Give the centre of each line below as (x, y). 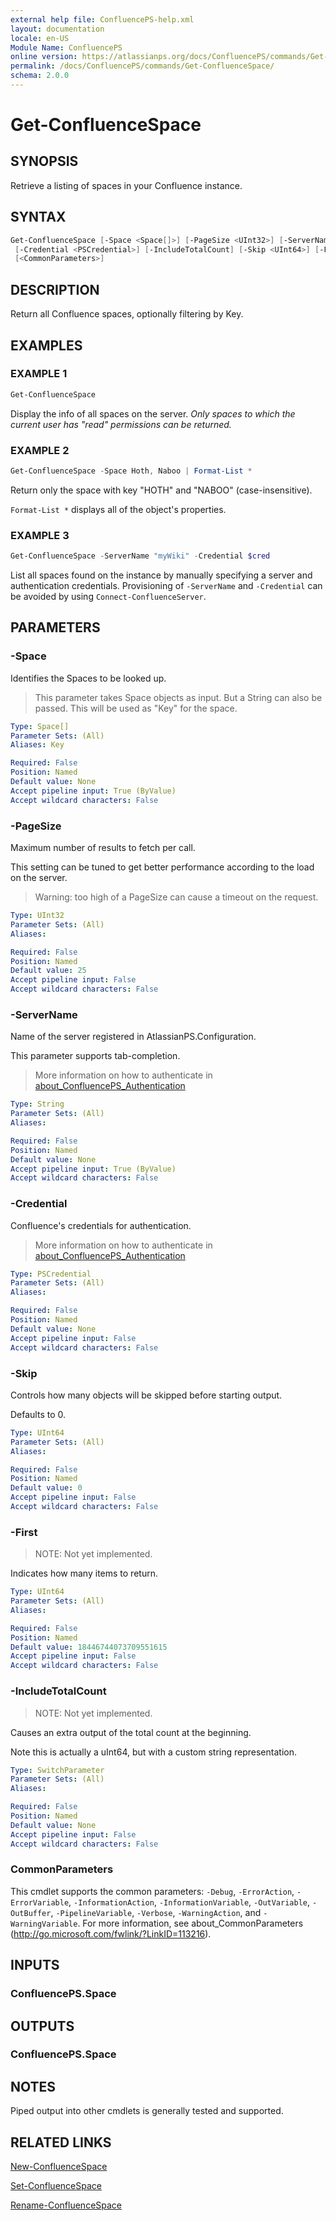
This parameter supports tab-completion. (95, 1056)
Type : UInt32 (37, 916)
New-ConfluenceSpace (59, 2167)
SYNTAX (38, 217)
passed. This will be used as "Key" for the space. (136, 708)
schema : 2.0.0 (40, 76)
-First (24, 1532)
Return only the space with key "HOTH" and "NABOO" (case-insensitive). (161, 490)
